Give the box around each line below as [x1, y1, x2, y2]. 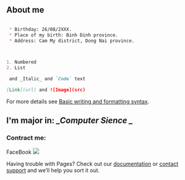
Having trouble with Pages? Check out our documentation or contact [6, 160, 178, 167]
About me [6, 5, 44, 15]
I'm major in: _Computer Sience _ [6, 116, 133, 126]
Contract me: [6, 134, 46, 142]
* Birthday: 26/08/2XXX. [9, 26, 72, 32]
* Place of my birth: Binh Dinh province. [9, 32, 119, 38]
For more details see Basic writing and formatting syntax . [6, 97, 150, 105]
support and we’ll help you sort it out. [6, 167, 100, 174]
